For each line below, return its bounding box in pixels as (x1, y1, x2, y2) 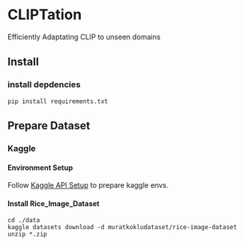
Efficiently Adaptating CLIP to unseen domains (7, 32, 161, 42)
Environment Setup (7, 162, 74, 173)
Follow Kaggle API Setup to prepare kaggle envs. (7, 181, 169, 190)
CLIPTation (7, 6, 82, 24)
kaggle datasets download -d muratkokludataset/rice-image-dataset (7, 224, 238, 232)
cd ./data (7, 216, 41, 224)
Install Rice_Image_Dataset (7, 198, 100, 208)
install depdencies (7, 79, 81, 90)
